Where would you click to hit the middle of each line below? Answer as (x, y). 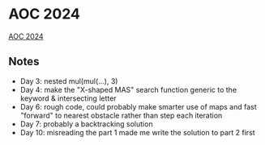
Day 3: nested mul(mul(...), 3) (69, 81)
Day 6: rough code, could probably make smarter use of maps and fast (138, 106)
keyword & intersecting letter (68, 98)
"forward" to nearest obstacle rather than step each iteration (121, 115)
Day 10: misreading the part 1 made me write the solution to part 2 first (137, 132)
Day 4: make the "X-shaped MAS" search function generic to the (128, 89)
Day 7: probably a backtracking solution (86, 124)
